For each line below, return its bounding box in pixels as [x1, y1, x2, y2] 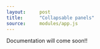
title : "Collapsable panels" [6, 15, 95, 21]
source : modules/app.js [6, 20, 79, 26]
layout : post [6, 9, 51, 15]
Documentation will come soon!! [6, 37, 88, 45]
